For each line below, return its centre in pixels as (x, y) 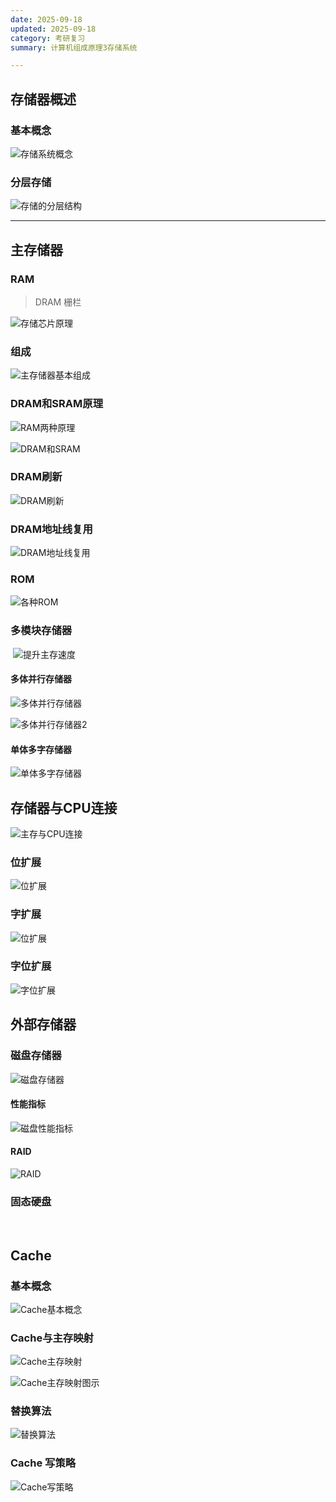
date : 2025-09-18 (46, 19)
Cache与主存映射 (52, 1338)
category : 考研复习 (48, 38)
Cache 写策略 (43, 1463)
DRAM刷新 (36, 477)
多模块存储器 (41, 631)
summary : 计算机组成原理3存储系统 (74, 47)
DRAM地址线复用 (51, 529)
